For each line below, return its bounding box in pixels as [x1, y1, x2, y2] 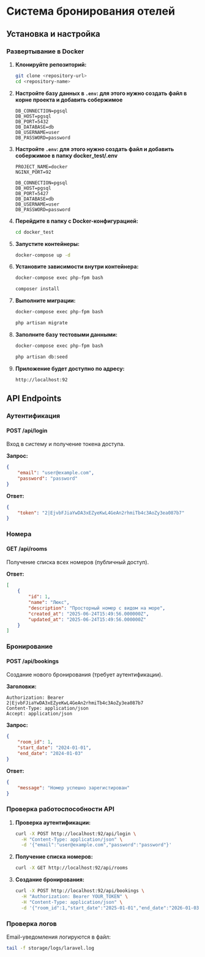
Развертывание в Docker [6, 47, 84, 56]
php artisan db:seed [15, 354, 68, 360]
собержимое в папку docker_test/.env [15, 152, 118, 159]
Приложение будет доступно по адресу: [15, 365, 125, 372]
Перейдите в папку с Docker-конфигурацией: [15, 217, 139, 225]
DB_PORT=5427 [15, 190, 49, 196]
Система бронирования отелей [6, 4, 176, 18]
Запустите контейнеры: [15, 240, 80, 247]
